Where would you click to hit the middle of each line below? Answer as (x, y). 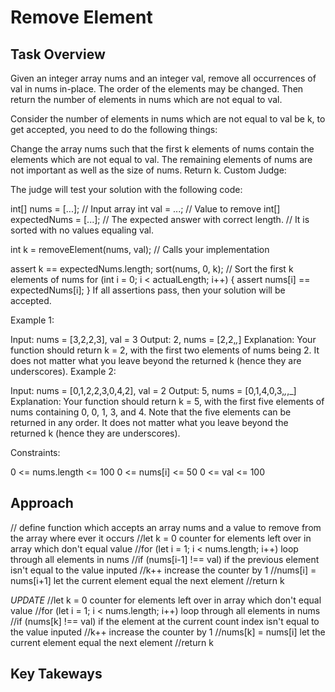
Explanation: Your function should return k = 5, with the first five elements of (167, 401)
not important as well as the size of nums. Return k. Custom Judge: (148, 170)
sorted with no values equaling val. (82, 230)
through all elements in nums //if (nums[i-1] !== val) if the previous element (165, 559)
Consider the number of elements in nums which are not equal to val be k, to (168, 119)
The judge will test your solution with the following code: (126, 189)
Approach (42, 503)
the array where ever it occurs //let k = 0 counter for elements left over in (161, 538)
